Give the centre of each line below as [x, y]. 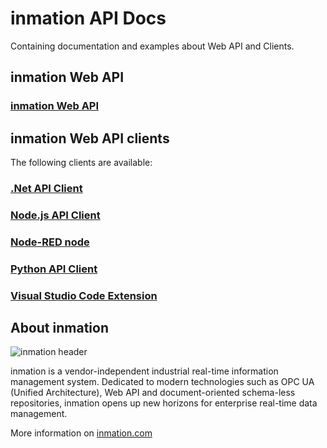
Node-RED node [50, 242]
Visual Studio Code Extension [84, 295]
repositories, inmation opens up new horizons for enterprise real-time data [164, 403]
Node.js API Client [55, 215]
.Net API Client [46, 188]
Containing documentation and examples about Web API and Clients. [152, 46]
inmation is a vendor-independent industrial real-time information [144, 371]
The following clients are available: [81, 163]
